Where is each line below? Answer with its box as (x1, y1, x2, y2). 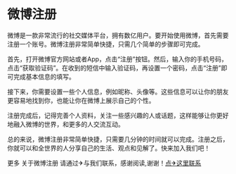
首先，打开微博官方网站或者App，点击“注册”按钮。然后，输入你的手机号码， (7, 54, 228, 63)
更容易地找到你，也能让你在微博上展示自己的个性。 (7, 96, 155, 104)
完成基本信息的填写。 (13, 72, 75, 81)
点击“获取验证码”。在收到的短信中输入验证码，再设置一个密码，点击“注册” (7, 63, 221, 72)
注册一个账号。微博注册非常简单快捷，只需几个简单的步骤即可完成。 (7, 39, 204, 48)
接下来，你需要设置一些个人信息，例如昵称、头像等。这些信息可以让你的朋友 (7, 87, 229, 96)
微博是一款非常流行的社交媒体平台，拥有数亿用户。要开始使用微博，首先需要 (7, 31, 229, 39)
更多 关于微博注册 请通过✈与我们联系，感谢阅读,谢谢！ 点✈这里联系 (7, 159, 202, 167)
